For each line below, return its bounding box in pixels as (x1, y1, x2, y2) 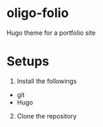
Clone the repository (16, 111, 77, 120)
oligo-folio (6, 5, 69, 21)
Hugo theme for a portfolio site (6, 28, 96, 37)
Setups (6, 53, 50, 70)
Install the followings (16, 77, 77, 85)
